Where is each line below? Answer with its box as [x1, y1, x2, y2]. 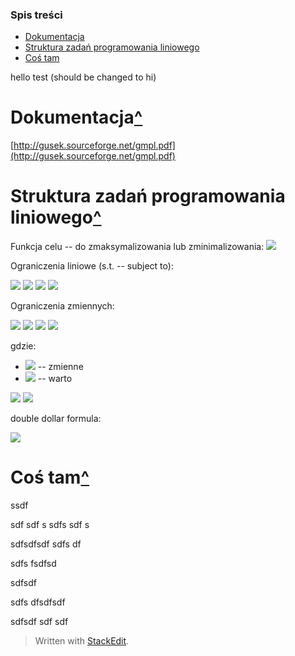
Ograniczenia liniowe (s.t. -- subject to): [10, 260, 174, 272]
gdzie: [10, 340, 37, 352]
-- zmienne [37, 361, 84, 373]
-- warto [37, 373, 73, 385]
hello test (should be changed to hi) [10, 71, 157, 83]
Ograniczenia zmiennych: [10, 300, 115, 312]
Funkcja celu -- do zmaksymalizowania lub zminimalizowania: [10, 241, 265, 253]
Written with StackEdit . [34, 635, 130, 647]
